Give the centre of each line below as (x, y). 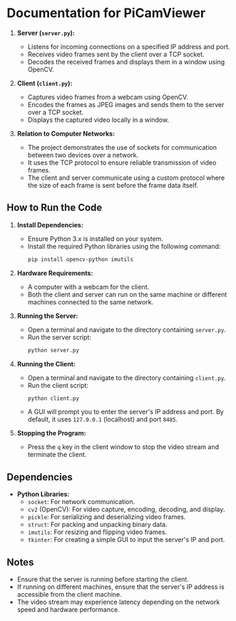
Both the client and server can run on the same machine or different (127, 294)
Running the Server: (47, 316)
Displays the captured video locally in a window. (98, 120)
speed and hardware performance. (68, 610)
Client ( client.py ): (45, 83)
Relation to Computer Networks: (66, 133)
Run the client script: (58, 385)
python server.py (53, 350)
